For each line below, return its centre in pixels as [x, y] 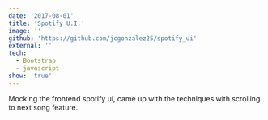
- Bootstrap [36, 61]
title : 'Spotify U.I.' [47, 23]
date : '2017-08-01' [41, 16]
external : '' [30, 46]
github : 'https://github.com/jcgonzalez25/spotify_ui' [103, 38]
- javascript [38, 68]
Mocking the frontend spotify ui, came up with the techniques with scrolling [134, 98]
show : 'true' [30, 76]
